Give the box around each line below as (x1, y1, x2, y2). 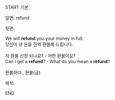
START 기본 (5, 4, 29, 10)
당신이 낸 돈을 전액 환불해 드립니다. (5, 41, 73, 47)
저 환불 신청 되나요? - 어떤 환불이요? (5, 53, 76, 59)
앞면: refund (5, 15, 30, 21)
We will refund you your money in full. (5, 35, 84, 41)
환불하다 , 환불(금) (5, 70, 41, 76)
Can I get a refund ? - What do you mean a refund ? (5, 59, 110, 64)
